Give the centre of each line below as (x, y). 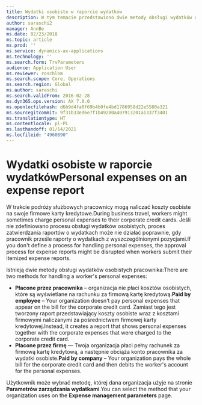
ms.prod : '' (21, 46)
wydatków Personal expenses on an (97, 178)
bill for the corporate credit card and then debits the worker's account (101, 364)
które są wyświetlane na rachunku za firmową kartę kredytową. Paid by (103, 294)
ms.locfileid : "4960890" (37, 135)
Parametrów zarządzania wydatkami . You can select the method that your (99, 389)
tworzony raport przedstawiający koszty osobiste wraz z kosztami (97, 313)
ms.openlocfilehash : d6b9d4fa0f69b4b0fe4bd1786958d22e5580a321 (87, 107)
